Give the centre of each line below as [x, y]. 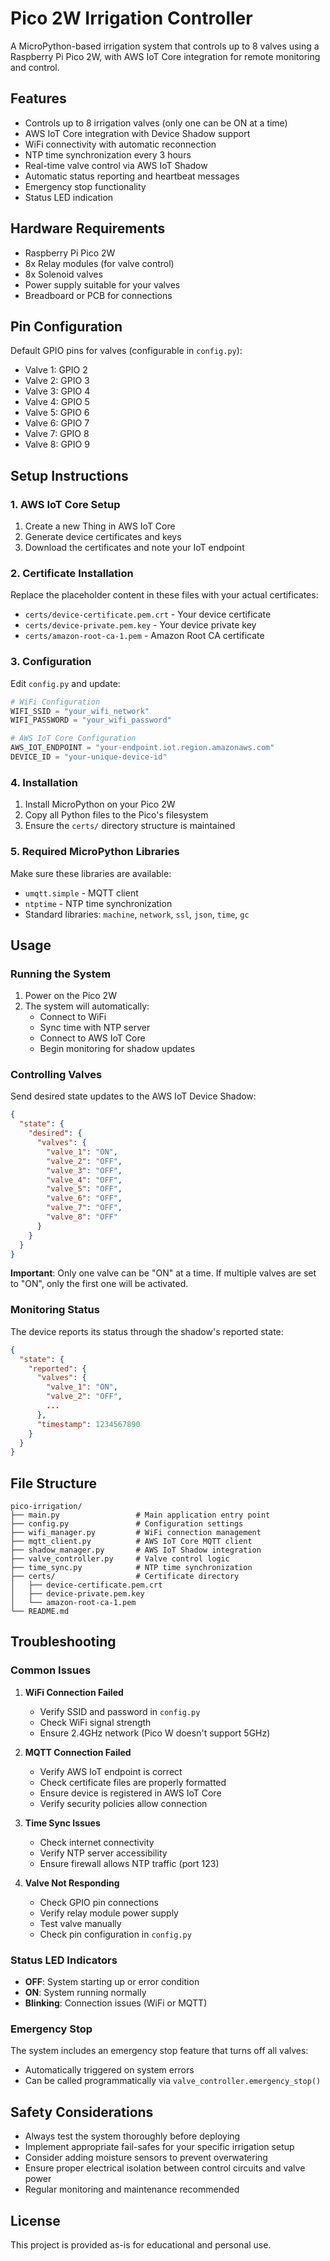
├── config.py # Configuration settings [127, 1524]
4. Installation [44, 782]
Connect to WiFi [73, 1017]
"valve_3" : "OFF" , [84, 1170]
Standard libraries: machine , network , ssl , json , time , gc [137, 914]
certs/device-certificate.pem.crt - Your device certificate [148, 614]
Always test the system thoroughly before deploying [132, 2136]
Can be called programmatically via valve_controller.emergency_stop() [173, 2081]
